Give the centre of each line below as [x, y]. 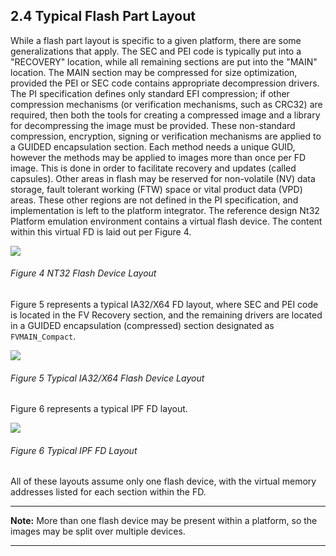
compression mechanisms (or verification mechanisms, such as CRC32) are [166, 104]
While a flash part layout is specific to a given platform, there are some [156, 40]
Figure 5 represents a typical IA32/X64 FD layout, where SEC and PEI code [164, 305]
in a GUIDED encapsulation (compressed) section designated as [142, 326]
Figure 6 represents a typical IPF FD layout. [99, 409]
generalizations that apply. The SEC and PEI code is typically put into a [156, 51]
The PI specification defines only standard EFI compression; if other [150, 93]
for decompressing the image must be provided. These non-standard [153, 125]
